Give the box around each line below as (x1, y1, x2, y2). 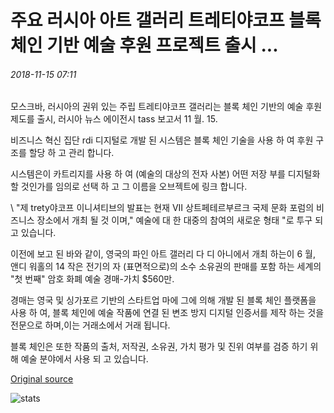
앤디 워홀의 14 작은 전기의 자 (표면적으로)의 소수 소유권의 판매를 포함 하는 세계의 (10, 261, 322, 273)
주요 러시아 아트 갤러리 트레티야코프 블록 (10, 9, 322, 32)
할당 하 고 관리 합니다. (28, 147, 115, 159)
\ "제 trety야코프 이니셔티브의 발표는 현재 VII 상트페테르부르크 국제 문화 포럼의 (10, 202, 315, 214)
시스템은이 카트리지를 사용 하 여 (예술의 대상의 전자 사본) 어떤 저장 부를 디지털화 (10, 168, 321, 180)
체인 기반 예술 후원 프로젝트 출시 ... (10, 34, 279, 57)
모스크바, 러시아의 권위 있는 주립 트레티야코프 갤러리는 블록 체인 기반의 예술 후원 (10, 101, 323, 113)
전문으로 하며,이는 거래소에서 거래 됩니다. (10, 319, 171, 331)
